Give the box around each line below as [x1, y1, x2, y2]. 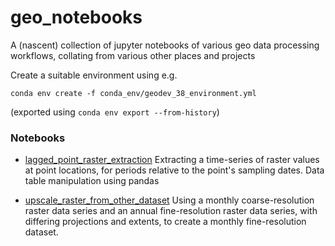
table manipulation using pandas [24, 175, 160, 187]
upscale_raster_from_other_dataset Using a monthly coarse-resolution [24, 194, 315, 206]
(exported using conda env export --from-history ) [10, 106, 220, 118]
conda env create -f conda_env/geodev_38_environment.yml [10, 88, 257, 98]
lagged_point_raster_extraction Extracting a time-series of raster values [24, 154, 320, 166]
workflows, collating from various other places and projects [10, 49, 256, 61]
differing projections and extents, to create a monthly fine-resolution [24, 216, 307, 228]
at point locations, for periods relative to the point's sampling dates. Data [24, 164, 325, 176]
